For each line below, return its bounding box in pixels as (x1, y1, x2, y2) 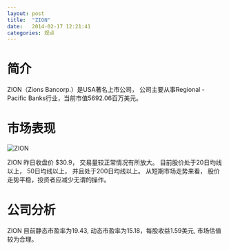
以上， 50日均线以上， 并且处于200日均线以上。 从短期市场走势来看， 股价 (7, 167, 221, 175)
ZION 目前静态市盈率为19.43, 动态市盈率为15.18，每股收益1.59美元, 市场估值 (7, 227, 222, 235)
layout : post (7, 10, 45, 17)
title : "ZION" (7, 17, 51, 23)
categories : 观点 (7, 29, 55, 37)
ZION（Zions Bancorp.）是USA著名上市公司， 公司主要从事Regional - (7, 86, 206, 94)
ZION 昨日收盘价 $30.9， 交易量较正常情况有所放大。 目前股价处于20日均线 (7, 158, 222, 166)
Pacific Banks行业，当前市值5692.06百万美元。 (7, 94, 143, 102)
